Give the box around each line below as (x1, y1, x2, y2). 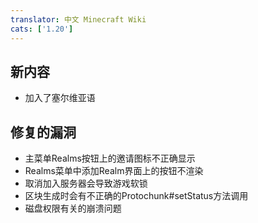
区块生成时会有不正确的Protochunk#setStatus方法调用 (24, 190, 249, 202)
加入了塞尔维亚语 (24, 92, 96, 104)
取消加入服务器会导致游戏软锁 (24, 177, 148, 190)
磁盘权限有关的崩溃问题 (24, 202, 122, 215)
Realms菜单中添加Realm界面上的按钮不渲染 (24, 165, 204, 177)
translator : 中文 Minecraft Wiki (10, 14, 147, 25)
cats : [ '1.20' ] (10, 24, 74, 34)
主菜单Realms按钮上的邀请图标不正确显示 (24, 152, 196, 165)
